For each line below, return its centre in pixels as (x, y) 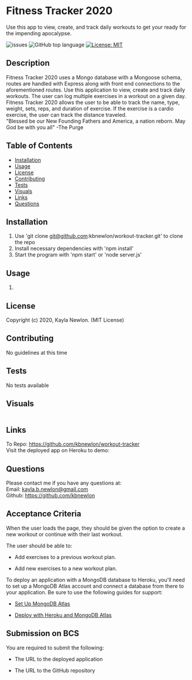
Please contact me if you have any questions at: (64, 483)
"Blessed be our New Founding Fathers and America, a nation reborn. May (96, 121)
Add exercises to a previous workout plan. (65, 557)
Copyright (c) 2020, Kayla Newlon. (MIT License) (65, 320)
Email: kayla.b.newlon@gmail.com (47, 489)
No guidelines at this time (37, 352)
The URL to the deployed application (59, 659)
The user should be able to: (39, 546)
